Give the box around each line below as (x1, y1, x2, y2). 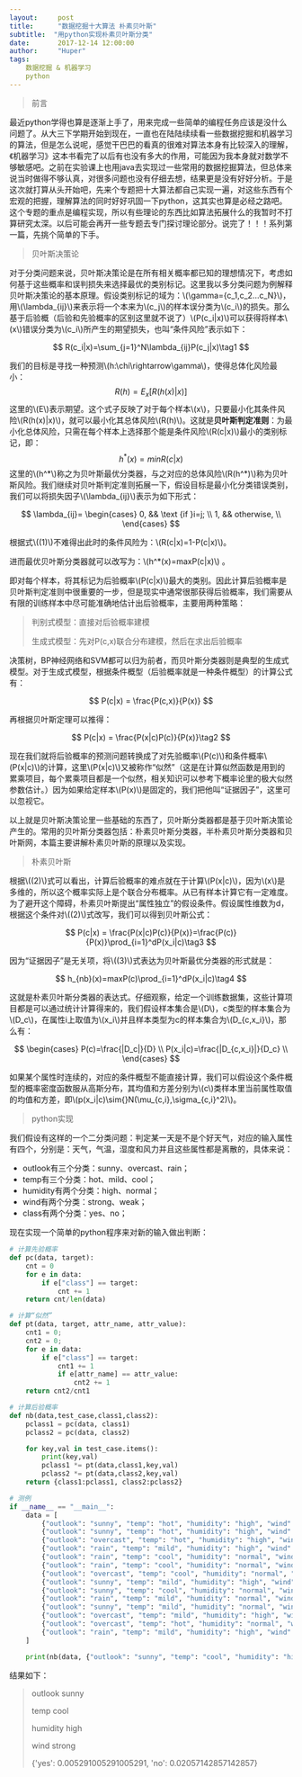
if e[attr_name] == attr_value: (57, 1369, 179, 1379)
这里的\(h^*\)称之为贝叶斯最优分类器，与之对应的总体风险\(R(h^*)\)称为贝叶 (9, 469, 289, 480)
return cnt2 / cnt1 (25, 1387, 91, 1396)
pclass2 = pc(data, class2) (25, 1428, 130, 1437)
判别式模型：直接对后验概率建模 (31, 617, 150, 628)
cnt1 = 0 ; (25, 1328, 63, 1337)
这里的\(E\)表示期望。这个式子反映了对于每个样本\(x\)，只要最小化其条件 (9, 403, 278, 414)
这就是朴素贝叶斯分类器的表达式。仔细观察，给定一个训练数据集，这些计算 (9, 992, 285, 1003)
